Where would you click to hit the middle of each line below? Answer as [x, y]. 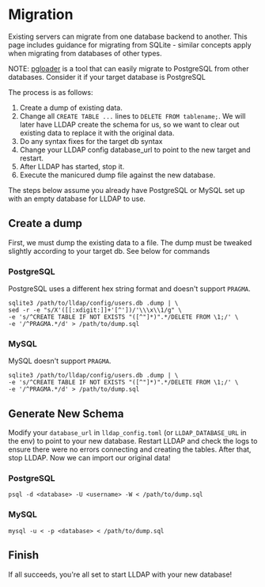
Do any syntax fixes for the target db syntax [91, 141]
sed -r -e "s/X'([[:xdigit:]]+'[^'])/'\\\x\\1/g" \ [95, 310]
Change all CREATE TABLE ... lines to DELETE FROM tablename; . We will [132, 116]
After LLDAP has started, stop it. [72, 166]
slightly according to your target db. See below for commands [109, 251]
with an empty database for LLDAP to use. [77, 199]
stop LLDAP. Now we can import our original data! [89, 458]
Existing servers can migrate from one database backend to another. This [128, 36]
